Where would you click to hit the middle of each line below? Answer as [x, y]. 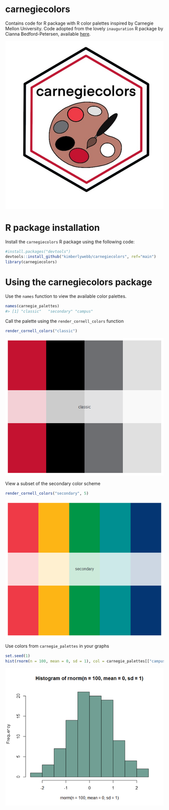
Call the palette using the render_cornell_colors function [65, 321]
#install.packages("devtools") [38, 251]
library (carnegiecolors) [31, 262]
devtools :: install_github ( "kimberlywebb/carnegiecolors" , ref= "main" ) [81, 257]
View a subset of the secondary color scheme [53, 483]
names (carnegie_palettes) [32, 306]
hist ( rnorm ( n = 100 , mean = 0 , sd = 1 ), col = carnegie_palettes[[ [77, 661]
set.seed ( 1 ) [18, 656]
